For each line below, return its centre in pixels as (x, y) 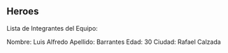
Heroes (23, 12)
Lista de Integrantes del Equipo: (52, 28)
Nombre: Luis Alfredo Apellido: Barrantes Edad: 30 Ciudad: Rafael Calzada (114, 42)
